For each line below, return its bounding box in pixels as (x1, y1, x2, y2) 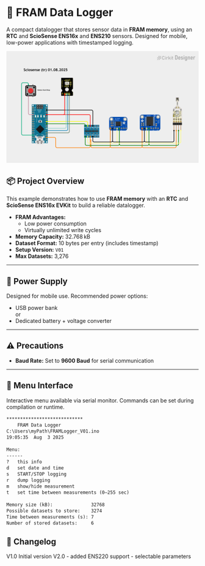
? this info (6, 459, 43, 465)
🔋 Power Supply (6, 276, 68, 287)
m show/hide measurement (6, 483, 75, 489)
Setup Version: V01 (15, 246, 64, 254)
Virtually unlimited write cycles (24, 227, 102, 234)
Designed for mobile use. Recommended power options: (6, 292, 148, 300)
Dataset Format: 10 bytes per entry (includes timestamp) (15, 240, 159, 247)
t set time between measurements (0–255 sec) (6, 489, 130, 496)
